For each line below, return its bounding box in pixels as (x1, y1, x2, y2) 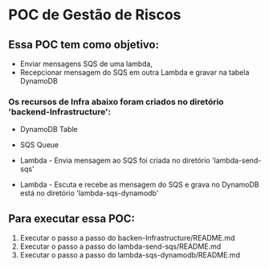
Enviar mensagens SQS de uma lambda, (19, 59, 153, 68)
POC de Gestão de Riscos (8, 6, 181, 24)
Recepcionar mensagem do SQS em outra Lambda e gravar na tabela (19, 68, 250, 77)
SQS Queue (19, 140, 59, 150)
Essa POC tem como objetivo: (8, 38, 159, 52)
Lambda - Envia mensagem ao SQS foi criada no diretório (19, 155, 210, 166)
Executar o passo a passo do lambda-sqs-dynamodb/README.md (19, 250, 241, 260)
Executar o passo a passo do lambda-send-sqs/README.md (19, 241, 222, 251)
